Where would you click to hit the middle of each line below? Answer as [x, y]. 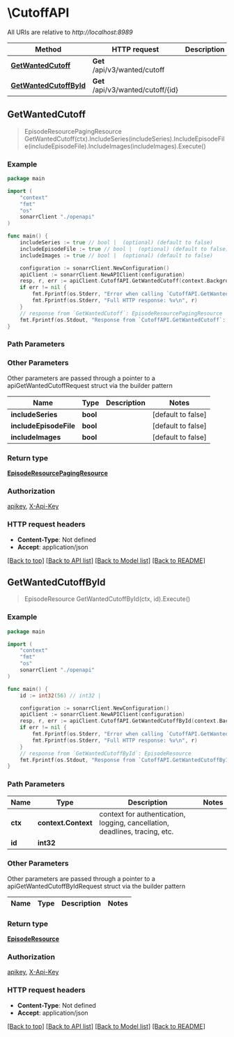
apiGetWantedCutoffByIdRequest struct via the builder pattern [96, 886]
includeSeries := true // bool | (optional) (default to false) [117, 243]
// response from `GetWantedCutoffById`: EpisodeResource [106, 754]
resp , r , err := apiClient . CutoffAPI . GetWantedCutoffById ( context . [119, 721]
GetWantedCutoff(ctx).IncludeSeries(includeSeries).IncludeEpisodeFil [124, 139]
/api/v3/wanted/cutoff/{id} [135, 90]
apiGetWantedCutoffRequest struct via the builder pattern [90, 385]
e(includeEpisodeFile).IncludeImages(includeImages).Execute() [115, 146]
